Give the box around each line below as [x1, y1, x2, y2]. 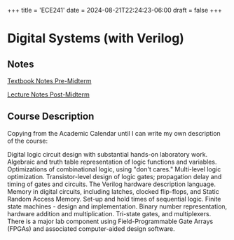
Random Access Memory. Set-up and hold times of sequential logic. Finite [7, 195, 221, 203]
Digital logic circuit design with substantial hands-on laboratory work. [7, 150, 208, 158]
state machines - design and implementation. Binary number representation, [7, 202, 228, 211]
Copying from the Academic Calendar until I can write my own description [7, 129, 221, 137]
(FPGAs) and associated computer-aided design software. [7, 224, 175, 233]
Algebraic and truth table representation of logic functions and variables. [7, 157, 217, 166]
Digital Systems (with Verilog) [7, 31, 184, 46]
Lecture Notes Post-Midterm [7, 90, 90, 99]
